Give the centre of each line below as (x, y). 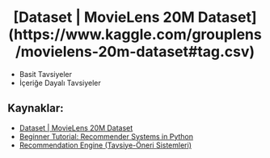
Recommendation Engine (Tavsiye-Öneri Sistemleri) (105, 145)
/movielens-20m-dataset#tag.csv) (135, 52)
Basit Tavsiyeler (46, 74)
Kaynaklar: (36, 108)
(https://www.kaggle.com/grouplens (135, 34)
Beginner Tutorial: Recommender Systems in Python (106, 136)
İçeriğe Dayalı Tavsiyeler (60, 83)
